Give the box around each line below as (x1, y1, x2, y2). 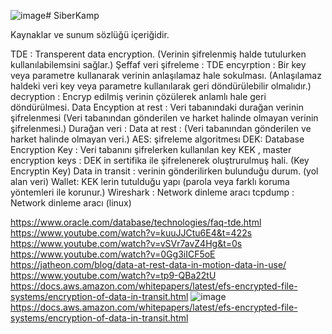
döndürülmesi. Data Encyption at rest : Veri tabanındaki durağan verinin (10, 101, 304, 113)
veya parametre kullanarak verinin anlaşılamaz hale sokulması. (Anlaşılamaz (10, 70, 322, 81)
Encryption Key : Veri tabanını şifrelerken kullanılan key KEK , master (10, 144, 292, 155)
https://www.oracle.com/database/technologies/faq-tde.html (10, 216, 262, 228)
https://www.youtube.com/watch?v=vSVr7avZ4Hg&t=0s (10, 238, 243, 249)
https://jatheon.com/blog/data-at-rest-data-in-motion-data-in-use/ (10, 259, 287, 270)
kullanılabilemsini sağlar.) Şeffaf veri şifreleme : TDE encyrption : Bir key (10, 59, 307, 70)
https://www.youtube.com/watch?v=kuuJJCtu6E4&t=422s (10, 227, 253, 239)
